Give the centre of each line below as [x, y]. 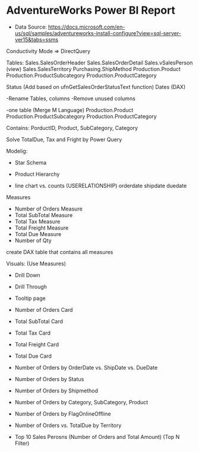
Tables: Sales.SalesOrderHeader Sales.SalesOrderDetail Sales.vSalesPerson [99, 63]
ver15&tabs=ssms [37, 39]
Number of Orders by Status [49, 379]
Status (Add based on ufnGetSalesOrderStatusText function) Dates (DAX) [96, 86]
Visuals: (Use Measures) [36, 264]
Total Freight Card [37, 344]
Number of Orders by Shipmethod [56, 391]
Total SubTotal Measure [44, 215]
